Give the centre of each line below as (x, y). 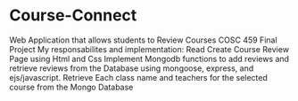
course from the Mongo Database (71, 87)
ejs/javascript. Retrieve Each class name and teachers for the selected (138, 77)
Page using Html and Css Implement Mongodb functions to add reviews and (149, 58)
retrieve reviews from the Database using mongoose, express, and (132, 68)
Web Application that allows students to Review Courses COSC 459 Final (144, 40)
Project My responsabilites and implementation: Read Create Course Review (149, 49)
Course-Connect (73, 16)
